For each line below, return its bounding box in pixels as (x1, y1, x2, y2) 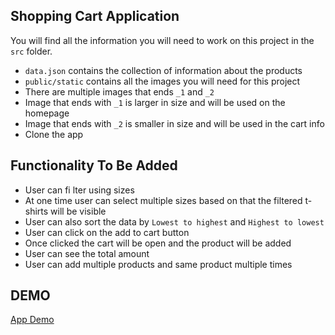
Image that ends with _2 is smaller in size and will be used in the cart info (24, 117, 325, 129)
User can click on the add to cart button (24, 226, 190, 238)
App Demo (10, 314, 55, 326)
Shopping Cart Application (10, 8, 180, 25)
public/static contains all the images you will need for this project (24, 75, 301, 87)
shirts (24, 205, 49, 217)
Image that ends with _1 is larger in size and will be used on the (24, 96, 286, 108)
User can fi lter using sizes (24, 184, 135, 196)
